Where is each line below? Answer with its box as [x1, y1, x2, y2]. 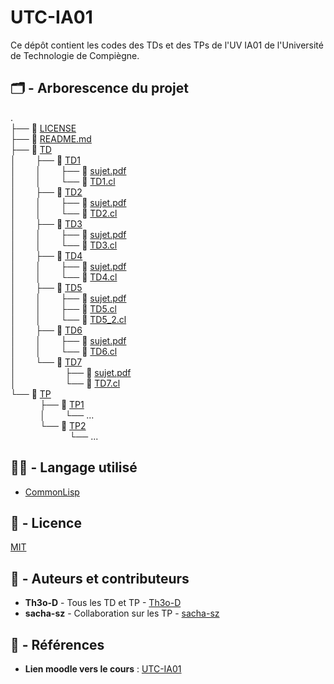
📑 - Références [10, 636, 105, 653]
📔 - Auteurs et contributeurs [10, 570, 190, 587]
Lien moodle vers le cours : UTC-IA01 [24, 663, 182, 675]
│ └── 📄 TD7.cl [10, 377, 121, 389]
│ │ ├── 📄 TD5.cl [10, 302, 117, 315]
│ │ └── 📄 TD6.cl [10, 345, 118, 357]
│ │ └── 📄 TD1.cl [10, 175, 116, 187]
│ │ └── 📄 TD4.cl [10, 271, 118, 283]
